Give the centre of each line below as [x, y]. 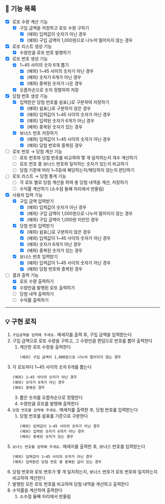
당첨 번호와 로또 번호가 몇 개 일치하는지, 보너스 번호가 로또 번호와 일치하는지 [85, 471]
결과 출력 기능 [25, 275]
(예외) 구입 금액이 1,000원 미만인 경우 [63, 219]
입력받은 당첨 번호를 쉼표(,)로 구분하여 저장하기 [64, 102]
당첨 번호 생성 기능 [30, 96]
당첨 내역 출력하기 [37, 294]
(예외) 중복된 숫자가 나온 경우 [55, 83]
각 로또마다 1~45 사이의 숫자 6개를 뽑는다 [52, 367]
